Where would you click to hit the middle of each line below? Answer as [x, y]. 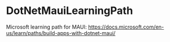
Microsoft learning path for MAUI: [46, 27]
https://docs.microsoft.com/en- [126, 27]
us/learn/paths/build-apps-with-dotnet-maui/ [61, 33]
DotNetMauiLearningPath [70, 11]
